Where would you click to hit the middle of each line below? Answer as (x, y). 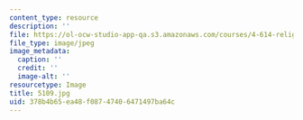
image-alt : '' (44, 77)
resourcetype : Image (48, 85)
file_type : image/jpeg (52, 43)
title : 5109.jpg (40, 93)
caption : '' (40, 60)
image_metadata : (40, 51)
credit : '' (38, 69)
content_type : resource (54, 18)
